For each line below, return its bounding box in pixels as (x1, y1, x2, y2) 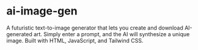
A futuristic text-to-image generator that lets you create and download (6, 24, 183, 31)
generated (6, 30, 32, 37)
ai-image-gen (6, 4, 78, 18)
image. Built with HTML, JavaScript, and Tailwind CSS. (6, 37, 144, 44)
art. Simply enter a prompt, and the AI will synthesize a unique (33, 30, 190, 37)
